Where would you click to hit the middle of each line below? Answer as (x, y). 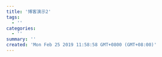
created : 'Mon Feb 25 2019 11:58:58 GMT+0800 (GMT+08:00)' (82, 45)
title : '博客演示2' (29, 12)
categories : (21, 28)
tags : (13, 17)
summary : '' (21, 39)
